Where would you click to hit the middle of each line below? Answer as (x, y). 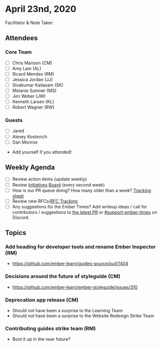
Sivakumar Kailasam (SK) (38, 85)
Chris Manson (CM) (32, 63)
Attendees (21, 38)
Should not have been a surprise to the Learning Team (67, 311)
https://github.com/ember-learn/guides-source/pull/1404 (70, 263)
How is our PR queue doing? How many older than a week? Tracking (81, 190)
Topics (16, 233)
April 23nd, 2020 (41, 9)
